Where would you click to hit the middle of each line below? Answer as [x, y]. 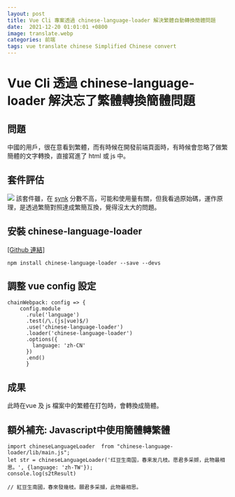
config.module [40, 309]
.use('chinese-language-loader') [74, 327]
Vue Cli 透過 [43, 83]
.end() [35, 358]
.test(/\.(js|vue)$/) [57, 321]
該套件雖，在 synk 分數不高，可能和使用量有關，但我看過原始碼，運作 [116, 198]
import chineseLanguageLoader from [60, 446]
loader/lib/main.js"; [39, 453]
